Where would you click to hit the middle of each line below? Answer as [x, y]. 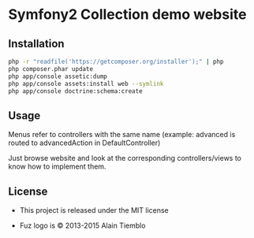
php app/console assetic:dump [58, 76]
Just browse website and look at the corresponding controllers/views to [125, 158]
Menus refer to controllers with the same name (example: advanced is [122, 135]
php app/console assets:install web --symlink [86, 84]
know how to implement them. [57, 166]
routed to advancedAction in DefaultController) [84, 143]
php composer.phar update [50, 69]
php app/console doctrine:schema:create [76, 91]
